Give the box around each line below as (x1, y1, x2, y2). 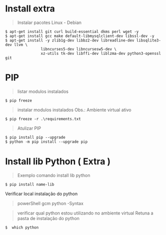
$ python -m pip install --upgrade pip (5, 139, 88, 144)
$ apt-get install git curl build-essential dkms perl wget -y (5, 29, 139, 34)
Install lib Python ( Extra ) (5, 156, 111, 167)
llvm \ (14, 42, 28, 47)
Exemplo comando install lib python (17, 172, 90, 178)
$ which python (5, 225, 39, 230)
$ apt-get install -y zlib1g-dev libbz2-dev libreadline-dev (5, 38, 135, 43)
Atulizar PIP (17, 125, 41, 131)
